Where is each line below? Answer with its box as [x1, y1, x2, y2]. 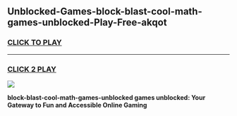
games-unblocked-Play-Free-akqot [7, 17, 167, 29]
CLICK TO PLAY [7, 38, 62, 48]
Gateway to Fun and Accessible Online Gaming [7, 101, 147, 109]
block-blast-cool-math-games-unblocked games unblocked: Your [7, 93, 206, 101]
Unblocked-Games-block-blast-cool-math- [7, 6, 202, 18]
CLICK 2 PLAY [7, 64, 56, 74]
